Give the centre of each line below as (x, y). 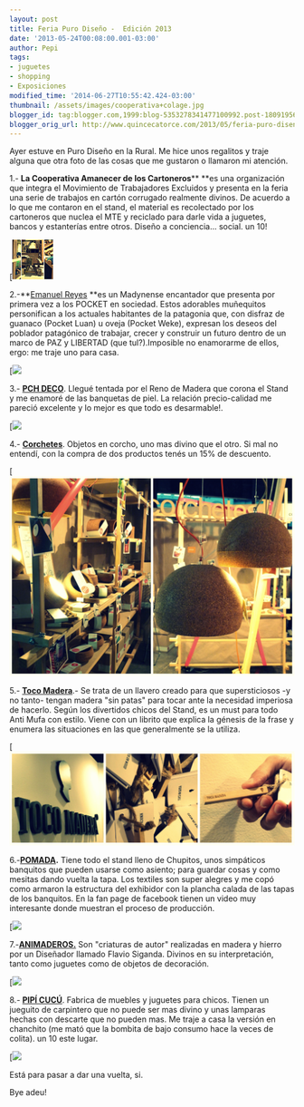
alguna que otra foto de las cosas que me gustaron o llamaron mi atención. (149, 161)
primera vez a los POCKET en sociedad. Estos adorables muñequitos (138, 305)
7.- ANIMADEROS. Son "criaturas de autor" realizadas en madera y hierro (146, 944)
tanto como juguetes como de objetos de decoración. (109, 963)
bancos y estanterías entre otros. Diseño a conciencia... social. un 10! (138, 227)
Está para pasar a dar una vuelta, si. (76, 1074)
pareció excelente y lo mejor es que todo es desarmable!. (116, 408)
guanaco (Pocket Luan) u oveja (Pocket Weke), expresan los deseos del (143, 324)
